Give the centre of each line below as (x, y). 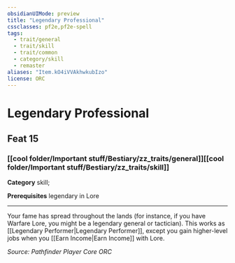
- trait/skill (34, 46)
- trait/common (36, 53)
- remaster (29, 66)
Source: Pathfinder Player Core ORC (60, 252)
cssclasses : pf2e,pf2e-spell (50, 27)
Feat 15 (23, 138)
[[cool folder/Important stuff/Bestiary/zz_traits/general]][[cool (116, 158)
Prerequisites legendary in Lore (53, 196)
